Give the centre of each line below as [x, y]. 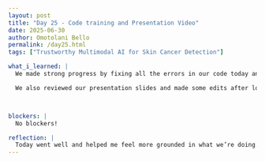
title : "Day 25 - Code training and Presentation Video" [104, 23]
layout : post [30, 15]
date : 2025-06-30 [37, 30]
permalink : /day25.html [47, 45]
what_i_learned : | [38, 67]
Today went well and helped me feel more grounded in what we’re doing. [137, 145]
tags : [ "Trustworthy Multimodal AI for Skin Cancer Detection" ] [116, 52]
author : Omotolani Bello [49, 37]
